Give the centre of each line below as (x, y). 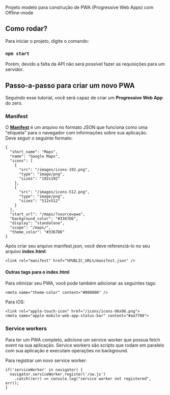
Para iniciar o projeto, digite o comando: (47, 41)
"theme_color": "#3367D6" (37, 232)
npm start (17, 53)
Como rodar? (26, 29)
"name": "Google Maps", (35, 157)
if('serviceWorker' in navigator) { (44, 370)
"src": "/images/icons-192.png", (54, 170)
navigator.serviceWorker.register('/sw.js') (58, 374)
